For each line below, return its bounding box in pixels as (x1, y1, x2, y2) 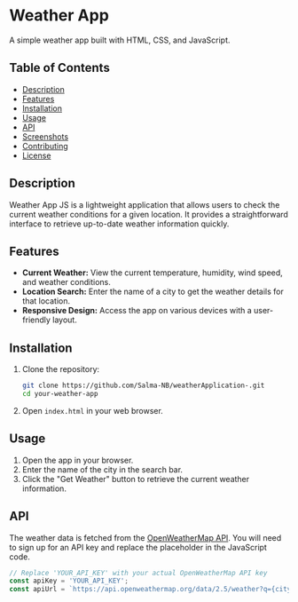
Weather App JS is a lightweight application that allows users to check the (9, 199, 280, 210)
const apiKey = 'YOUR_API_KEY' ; (9, 576, 129, 586)
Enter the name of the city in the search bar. (21, 463, 184, 475)
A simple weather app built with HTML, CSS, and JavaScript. (9, 35, 231, 45)
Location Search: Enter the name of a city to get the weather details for (21, 286, 284, 297)
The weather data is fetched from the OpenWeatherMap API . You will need (9, 532, 282, 543)
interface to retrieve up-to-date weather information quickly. (9, 218, 230, 229)
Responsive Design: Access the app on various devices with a (21, 305, 253, 316)
